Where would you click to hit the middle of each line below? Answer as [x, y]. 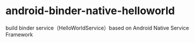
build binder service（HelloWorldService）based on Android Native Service [97, 28]
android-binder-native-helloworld [90, 11]
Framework [19, 34]
